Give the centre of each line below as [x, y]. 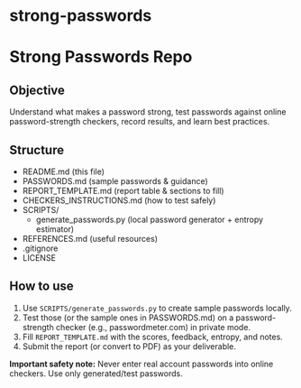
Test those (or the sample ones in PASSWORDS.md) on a [128, 318]
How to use [41, 286]
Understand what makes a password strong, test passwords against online [148, 112]
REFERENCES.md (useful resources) [90, 239]
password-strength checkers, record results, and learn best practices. [140, 122]
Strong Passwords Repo [101, 57]
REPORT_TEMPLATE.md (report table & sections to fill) [123, 191]
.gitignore [40, 248]
